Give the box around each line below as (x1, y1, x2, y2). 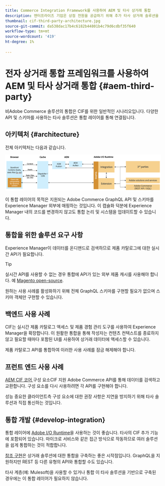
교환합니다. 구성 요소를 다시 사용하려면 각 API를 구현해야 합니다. (5, 383, 128, 389)
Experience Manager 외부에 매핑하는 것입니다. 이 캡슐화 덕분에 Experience (5, 202, 152, 208)
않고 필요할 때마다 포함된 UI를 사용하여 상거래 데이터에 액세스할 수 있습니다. (5, 337, 151, 342)
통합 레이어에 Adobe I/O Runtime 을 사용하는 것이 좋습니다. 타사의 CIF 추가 (5, 430, 149, 436)
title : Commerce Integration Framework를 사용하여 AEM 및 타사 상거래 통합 (5, 8, 151, 13)
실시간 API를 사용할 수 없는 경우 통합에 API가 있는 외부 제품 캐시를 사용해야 (5, 271, 149, 277)
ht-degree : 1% (5, 40, 35, 45)
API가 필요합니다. (10, 251, 44, 257)
